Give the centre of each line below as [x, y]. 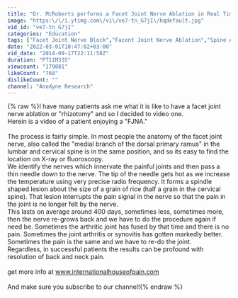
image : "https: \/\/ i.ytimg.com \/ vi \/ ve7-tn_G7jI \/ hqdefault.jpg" [106, 21]
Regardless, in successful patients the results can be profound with [106, 249]
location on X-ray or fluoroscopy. [56, 159]
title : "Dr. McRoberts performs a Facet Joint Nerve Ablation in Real [114, 14]
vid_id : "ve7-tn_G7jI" [41, 27]
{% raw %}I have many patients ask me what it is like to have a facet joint [114, 106]
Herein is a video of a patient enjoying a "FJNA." [78, 122]
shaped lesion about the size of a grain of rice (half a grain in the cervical [114, 189]
